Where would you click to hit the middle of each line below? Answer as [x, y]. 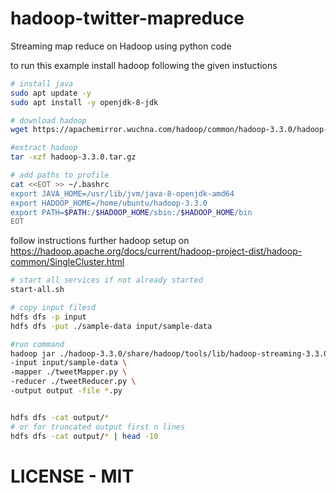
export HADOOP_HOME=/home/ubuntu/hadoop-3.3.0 [109, 203]
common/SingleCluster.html [67, 262]
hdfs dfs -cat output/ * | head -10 [84, 436]
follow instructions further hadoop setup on [100, 241]
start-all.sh [37, 290]
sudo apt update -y [51, 93]
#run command [37, 344]
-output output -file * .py [66, 391]
